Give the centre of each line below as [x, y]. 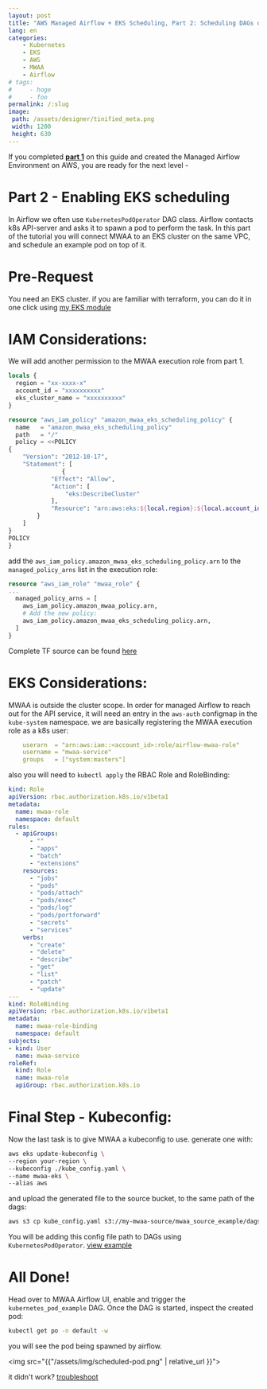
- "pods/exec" [53, 901]
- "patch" [45, 982]
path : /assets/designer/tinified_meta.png [83, 119]
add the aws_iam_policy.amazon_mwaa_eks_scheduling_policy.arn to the [124, 561]
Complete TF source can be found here [73, 651]
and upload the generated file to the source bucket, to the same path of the [132, 1199]
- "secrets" [49, 922]
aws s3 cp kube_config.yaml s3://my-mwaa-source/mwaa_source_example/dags [135, 1222]
